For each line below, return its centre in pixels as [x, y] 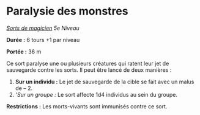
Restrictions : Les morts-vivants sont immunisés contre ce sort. [87, 106]
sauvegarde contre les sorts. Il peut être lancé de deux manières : [89, 70]
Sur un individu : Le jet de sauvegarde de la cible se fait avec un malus [105, 82]
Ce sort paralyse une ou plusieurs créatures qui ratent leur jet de [88, 63]
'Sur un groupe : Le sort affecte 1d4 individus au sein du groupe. [96, 94]
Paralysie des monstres [67, 11]
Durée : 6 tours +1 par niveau [43, 40]
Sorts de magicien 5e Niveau [43, 28]
